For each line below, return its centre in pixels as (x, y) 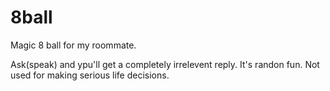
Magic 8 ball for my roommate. (73, 45)
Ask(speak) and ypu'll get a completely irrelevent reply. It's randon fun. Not (165, 64)
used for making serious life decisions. (90, 75)
